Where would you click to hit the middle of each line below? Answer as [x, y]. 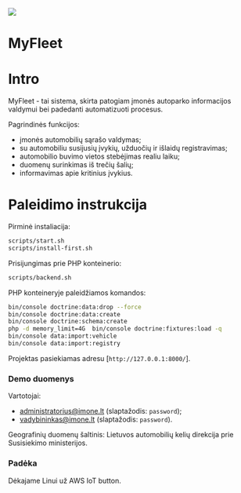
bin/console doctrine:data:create [65, 314]
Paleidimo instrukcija [77, 205]
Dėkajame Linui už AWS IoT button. [65, 480]
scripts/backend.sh [40, 278]
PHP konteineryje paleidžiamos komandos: [77, 292]
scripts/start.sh [36, 241]
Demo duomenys [41, 378]
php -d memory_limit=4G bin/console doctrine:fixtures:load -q [115, 329]
